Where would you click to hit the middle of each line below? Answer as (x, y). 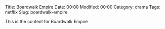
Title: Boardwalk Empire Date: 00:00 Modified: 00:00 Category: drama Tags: (83, 7)
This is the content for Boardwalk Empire (46, 22)
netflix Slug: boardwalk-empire (36, 12)
